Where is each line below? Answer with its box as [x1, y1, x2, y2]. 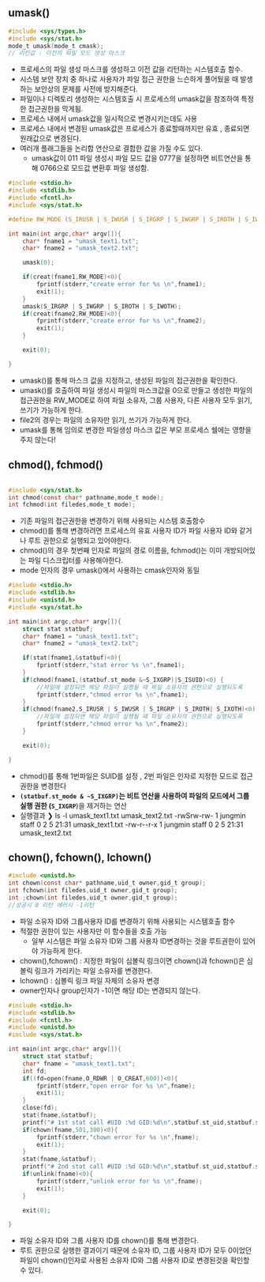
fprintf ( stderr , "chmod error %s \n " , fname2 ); [36, 720, 189, 728]
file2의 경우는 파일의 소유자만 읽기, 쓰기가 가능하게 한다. [19, 415, 192, 424]
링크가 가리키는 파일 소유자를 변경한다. [34, 966, 153, 975]
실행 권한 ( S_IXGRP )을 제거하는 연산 [19, 801, 128, 810]
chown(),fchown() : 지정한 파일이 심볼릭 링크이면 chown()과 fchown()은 [19, 956, 245, 965]
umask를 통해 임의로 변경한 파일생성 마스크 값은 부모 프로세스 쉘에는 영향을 [19, 424, 252, 434]
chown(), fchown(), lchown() [8, 851, 152, 865]
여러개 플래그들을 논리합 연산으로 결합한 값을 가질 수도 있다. [19, 144, 203, 153]
